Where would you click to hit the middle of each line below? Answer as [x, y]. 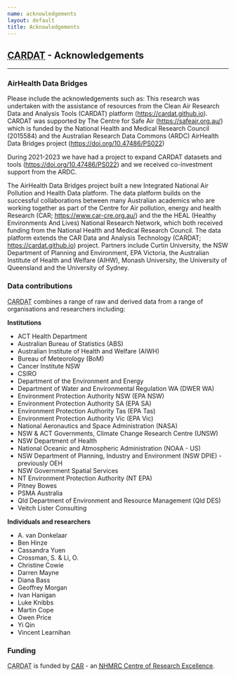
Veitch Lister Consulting [52, 508]
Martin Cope [35, 610]
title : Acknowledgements [44, 27]
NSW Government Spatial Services [68, 470]
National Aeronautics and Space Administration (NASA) [97, 425]
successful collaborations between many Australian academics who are [111, 200]
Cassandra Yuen [41, 550]
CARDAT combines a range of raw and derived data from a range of [105, 301]
